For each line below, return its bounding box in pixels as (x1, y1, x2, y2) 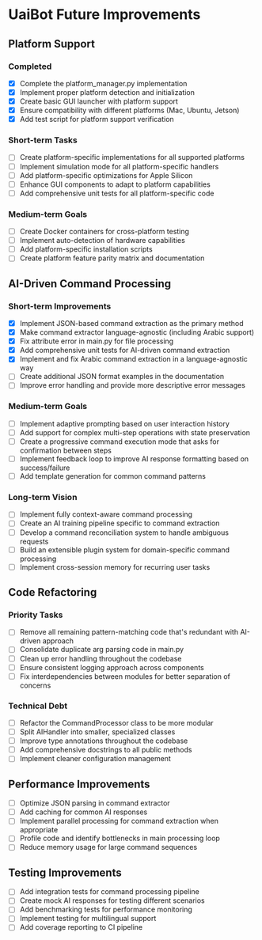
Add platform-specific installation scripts (19, 244, 153, 254)
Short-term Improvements (8, 301, 112, 312)
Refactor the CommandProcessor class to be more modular (19, 718, 214, 727)
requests (19, 536, 49, 546)
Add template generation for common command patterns (19, 472, 207, 481)
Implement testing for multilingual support (19, 914, 157, 923)
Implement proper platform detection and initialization (19, 87, 196, 97)
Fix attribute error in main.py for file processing (19, 336, 174, 346)
